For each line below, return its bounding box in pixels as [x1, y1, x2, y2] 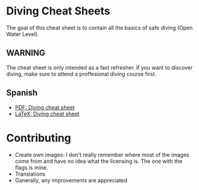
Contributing [6, 131, 71, 145]
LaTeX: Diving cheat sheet [14, 110, 80, 117]
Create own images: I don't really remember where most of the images [14, 151, 190, 158]
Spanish [6, 88, 38, 98]
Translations [14, 170, 46, 177]
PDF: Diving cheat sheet [14, 103, 75, 111]
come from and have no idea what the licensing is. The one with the [14, 158, 183, 165]
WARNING [6, 48, 46, 58]
